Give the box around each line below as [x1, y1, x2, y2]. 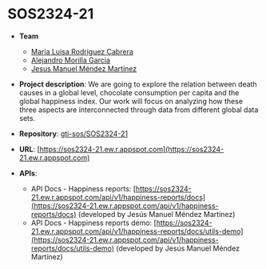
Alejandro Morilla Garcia [30, 55, 111, 65]
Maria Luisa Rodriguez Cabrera [30, 46, 133, 56]
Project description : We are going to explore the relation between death [18, 79, 257, 89]
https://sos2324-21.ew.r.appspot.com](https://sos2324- [39, 144, 224, 154]
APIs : [18, 168, 38, 178]
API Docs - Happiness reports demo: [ [30, 218, 157, 227]
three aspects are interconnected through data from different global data [18, 105, 259, 114]
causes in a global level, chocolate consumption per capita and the [18, 87, 240, 97]
